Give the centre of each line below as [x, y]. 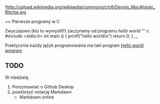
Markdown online [37, 97]
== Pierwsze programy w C [32, 22]
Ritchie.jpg [16, 12]
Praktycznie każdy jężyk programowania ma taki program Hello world [74, 45]
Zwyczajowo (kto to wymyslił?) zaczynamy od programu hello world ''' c [77, 31]
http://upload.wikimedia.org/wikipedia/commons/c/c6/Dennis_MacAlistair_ [81, 7]
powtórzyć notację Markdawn [42, 92]
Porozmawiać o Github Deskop [43, 87]
